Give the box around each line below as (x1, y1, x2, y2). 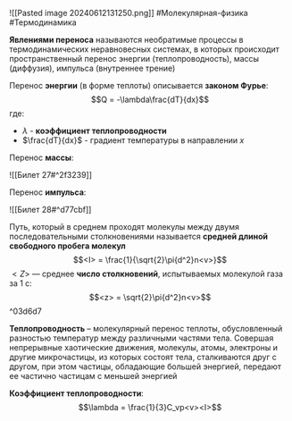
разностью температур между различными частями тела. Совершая (9, 333, 274, 343)
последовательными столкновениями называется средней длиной (9, 232, 268, 241)
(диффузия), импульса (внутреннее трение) (9, 63, 176, 73)
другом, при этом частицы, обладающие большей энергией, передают (9, 361, 282, 372)
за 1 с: (9, 278, 33, 289)
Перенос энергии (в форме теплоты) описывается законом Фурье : (9, 80, 269, 90)
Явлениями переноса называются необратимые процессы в (9, 35, 244, 45)
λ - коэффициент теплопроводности (21, 125, 167, 136)
